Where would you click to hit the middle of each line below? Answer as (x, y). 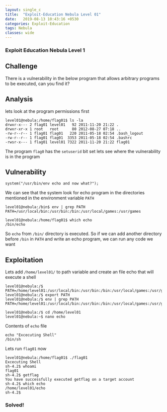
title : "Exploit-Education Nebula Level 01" (53, 14)
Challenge (21, 66)
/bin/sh (13, 339)
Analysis (19, 99)
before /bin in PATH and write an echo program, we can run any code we (79, 239)
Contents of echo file (26, 326)
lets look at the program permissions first (47, 111)
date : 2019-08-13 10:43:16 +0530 (42, 19)
